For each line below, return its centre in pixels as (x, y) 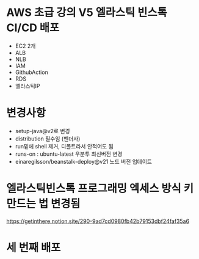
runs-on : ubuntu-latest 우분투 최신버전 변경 (69, 154)
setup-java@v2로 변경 (42, 131)
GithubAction (32, 72)
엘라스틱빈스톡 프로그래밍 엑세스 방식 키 (100, 188)
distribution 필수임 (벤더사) (48, 139)
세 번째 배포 (34, 247)
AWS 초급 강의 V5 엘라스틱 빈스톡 (87, 13)
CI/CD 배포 (33, 28)
